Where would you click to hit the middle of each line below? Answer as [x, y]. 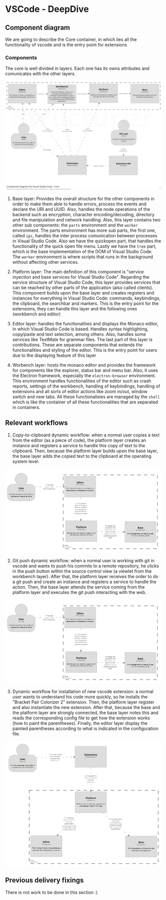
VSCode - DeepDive [47, 9]
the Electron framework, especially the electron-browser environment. [84, 375]
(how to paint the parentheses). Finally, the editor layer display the [80, 723]
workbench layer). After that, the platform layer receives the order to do [85, 576]
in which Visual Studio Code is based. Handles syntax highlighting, [80, 329]
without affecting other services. [46, 262]
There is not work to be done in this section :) [52, 892]
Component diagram [38, 28]
